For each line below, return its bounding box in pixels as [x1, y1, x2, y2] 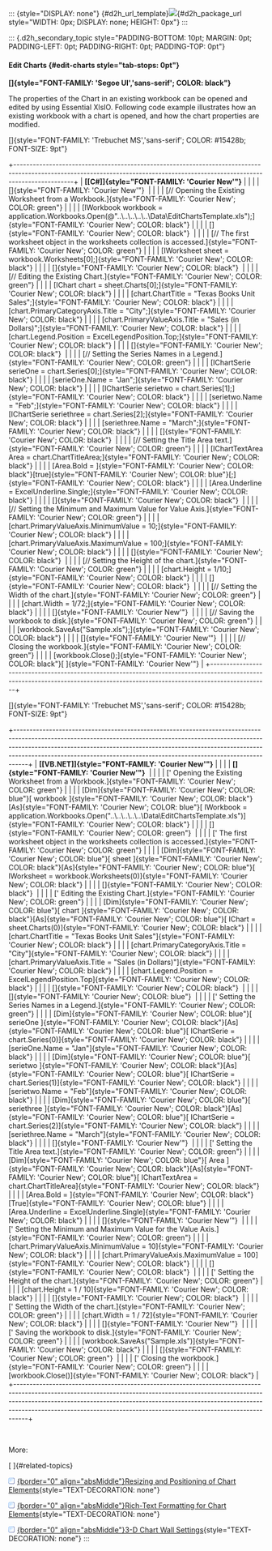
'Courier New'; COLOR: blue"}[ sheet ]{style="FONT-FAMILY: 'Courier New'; [8, 854, 263, 864]
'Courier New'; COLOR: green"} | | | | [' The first [86, 828, 248, 838]
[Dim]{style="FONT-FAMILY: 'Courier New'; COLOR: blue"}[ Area [8, 1156, 225, 1165]
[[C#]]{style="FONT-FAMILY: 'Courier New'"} [84, 177, 243, 186]
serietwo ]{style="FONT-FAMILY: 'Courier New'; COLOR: [8, 1061, 198, 1070]
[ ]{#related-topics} [8, 1461, 74, 1471]
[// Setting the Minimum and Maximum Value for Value [8, 504, 189, 514]
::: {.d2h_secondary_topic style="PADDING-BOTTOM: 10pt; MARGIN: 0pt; [8, 33, 253, 42]
